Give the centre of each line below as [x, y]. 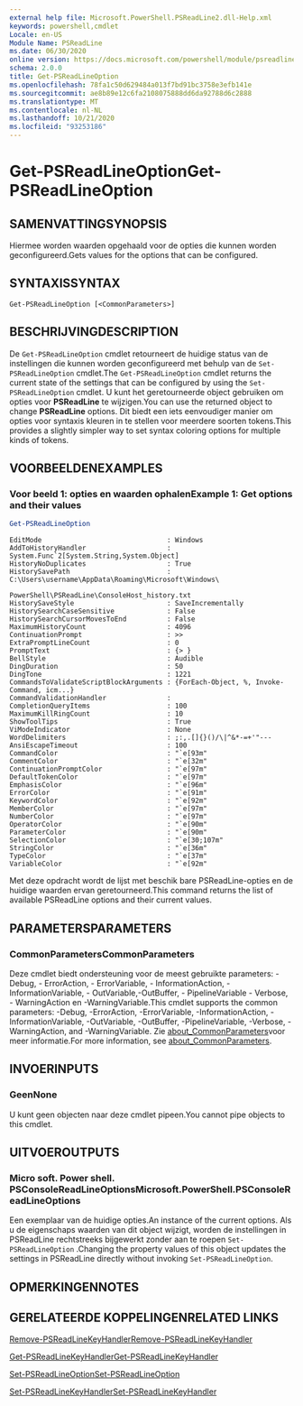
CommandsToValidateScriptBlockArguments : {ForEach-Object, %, [131, 682]
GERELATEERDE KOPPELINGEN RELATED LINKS [144, 1318]
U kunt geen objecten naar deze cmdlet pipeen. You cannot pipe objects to [147, 1115]
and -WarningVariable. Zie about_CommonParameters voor [177, 1031]
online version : [40, 60]
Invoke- [270, 682]
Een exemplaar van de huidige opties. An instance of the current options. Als [151, 1220]
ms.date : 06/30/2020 [48, 51]
